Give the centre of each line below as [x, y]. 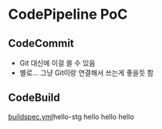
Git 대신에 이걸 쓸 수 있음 [57, 63]
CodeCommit [41, 43]
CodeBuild [34, 98]
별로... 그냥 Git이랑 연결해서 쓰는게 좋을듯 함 [86, 73]
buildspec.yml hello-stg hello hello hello [71, 116]
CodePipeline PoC [68, 14]
